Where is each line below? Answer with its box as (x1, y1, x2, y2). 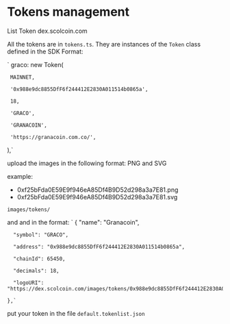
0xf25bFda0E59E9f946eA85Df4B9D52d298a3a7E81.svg (16, 192, 178, 201)
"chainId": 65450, (13, 255, 66, 262)
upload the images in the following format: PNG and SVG (7, 159, 167, 167)
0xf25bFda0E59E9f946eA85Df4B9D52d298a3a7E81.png (16, 186, 179, 194)
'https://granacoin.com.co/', (10, 134, 97, 140)
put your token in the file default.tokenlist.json (7, 309, 145, 317)
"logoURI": (13, 279, 44, 286)
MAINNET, (10, 73, 36, 81)
